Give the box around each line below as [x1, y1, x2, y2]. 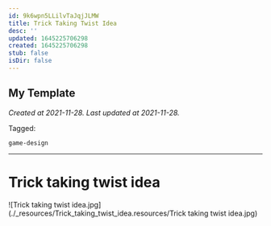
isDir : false [8, 57, 52, 65]
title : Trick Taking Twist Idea [8, 19, 117, 27]
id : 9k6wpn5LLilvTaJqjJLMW [8, 11, 99, 20]
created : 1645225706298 [8, 42, 89, 50]
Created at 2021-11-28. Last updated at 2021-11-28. [8, 108, 180, 117]
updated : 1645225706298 [8, 34, 89, 43]
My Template [8, 86, 76, 101]
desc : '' [8, 27, 38, 35]
